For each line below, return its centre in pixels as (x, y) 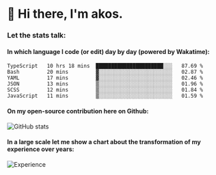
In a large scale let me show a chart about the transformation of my (104, 142)
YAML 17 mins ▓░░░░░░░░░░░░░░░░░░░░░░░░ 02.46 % (105, 78)
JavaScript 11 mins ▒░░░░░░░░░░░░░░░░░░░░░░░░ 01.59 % (105, 96)
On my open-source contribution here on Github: (78, 111)
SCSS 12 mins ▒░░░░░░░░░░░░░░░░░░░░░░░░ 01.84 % (105, 90)
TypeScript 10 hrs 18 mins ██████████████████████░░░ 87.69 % (105, 66)
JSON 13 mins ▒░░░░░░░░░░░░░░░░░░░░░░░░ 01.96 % (105, 84)
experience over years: (41, 149)
